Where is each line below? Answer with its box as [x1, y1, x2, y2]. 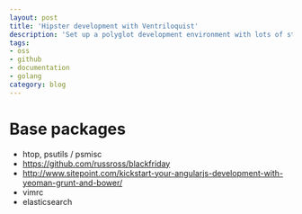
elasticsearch [22, 196, 73, 207]
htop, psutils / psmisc [22, 148, 102, 159]
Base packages [9, 119, 126, 139]
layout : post [9, 13, 58, 22]
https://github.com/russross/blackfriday [22, 158, 171, 169]
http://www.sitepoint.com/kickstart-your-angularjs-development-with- [22, 167, 284, 178]
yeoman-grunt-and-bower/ [22, 177, 123, 188]
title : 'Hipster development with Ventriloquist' [9, 22, 200, 31]
